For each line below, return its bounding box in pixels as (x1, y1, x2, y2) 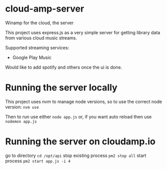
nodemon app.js (5, 119, 37, 124)
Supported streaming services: (5, 44, 69, 50)
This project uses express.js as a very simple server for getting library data (5, 29, 160, 35)
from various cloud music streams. (5, 35, 77, 41)
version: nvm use (5, 104, 39, 110)
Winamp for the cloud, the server (5, 20, 74, 26)
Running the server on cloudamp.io (5, 136, 156, 147)
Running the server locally (5, 82, 118, 93)
